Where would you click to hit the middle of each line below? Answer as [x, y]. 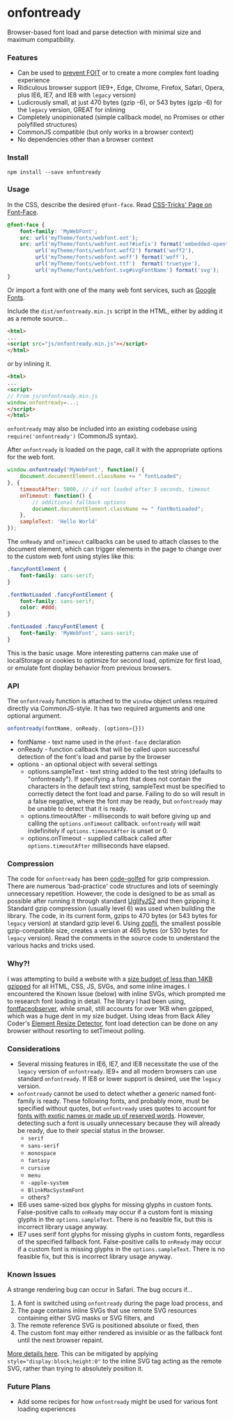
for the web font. [31, 457]
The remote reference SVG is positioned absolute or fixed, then [108, 1325]
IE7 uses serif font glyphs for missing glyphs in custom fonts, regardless [121, 1234]
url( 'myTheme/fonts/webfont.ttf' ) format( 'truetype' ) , [118, 264]
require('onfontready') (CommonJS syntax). [73, 436]
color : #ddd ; [39, 608]
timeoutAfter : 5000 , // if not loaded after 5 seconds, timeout [115, 489]
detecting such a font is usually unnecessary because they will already [119, 1123]
